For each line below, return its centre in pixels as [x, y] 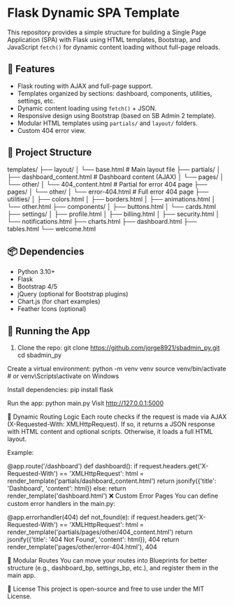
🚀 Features [31, 69]
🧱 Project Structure [50, 153]
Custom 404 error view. [51, 130]
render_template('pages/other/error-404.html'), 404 [82, 547]
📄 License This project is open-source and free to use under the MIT [106, 589]
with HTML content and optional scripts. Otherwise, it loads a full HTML [110, 432]
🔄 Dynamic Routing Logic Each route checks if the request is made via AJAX [117, 417]
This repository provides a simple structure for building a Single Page [107, 32]
